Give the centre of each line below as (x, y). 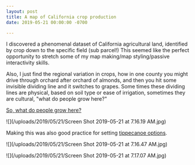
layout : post (22, 11)
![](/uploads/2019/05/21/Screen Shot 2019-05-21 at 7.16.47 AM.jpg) (87, 145)
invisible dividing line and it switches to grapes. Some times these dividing (96, 87)
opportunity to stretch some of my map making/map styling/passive (88, 57)
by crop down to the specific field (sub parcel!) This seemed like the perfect (97, 50)
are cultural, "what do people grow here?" (57, 99)
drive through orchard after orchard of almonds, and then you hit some (91, 80)
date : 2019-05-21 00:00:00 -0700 (47, 22)
